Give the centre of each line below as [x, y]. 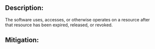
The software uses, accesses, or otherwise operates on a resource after [77, 19]
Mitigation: [22, 40]
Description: [24, 8]
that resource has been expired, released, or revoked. [59, 25]
